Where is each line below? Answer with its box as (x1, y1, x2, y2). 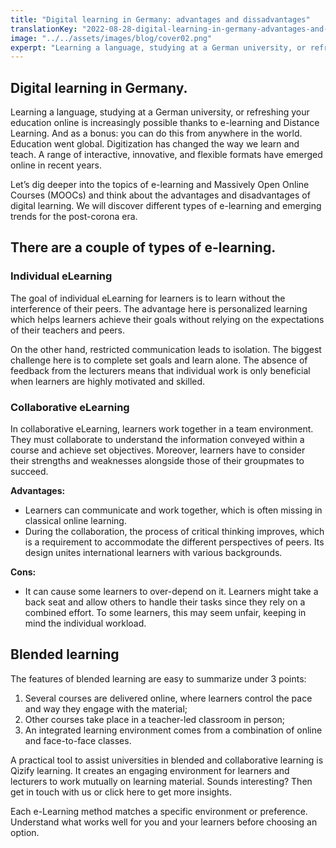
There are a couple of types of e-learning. (10, 239, 277, 256)
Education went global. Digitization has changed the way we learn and (10, 138, 300, 150)
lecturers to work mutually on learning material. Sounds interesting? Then (10, 775, 313, 787)
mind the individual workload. (24, 617, 147, 630)
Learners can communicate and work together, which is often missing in (24, 504, 323, 516)
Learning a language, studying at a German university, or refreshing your (10, 106, 310, 118)
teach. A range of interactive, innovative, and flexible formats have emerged (10, 149, 323, 161)
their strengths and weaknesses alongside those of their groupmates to (10, 455, 305, 467)
